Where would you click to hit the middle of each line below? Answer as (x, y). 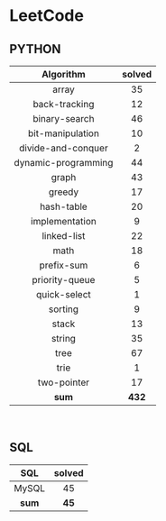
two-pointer (64, 382)
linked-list (64, 236)
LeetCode (46, 16)
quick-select (64, 294)
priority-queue (64, 280)
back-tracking (64, 104)
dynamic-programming (64, 163)
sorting (64, 309)
